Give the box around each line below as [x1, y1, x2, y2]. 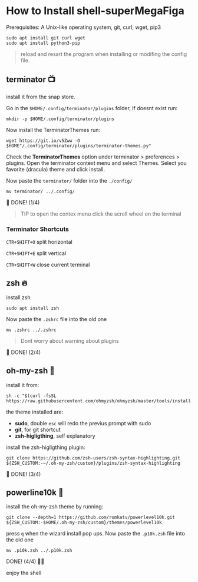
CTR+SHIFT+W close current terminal [6, 261, 90, 269]
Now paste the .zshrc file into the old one [6, 315, 107, 322]
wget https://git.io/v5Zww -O [6, 137, 81, 144]
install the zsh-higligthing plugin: [6, 444, 85, 451]
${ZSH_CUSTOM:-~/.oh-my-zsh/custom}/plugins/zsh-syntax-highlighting [6, 460, 181, 466]
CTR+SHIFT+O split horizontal [6, 239, 72, 246]
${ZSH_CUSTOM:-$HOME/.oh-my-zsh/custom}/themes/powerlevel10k [6, 520, 162, 525]
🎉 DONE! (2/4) [6, 349, 41, 356]
